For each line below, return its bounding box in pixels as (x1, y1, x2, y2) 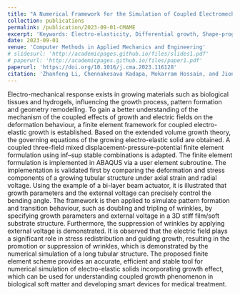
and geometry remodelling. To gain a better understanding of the (7, 105, 199, 114)
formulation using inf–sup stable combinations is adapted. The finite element (7, 151, 233, 159)
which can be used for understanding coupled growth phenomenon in (7, 272, 214, 281)
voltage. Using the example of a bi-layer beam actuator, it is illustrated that (7, 181, 227, 189)
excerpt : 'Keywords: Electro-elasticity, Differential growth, (7, 30, 200, 38)
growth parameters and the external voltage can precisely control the (7, 189, 212, 197)
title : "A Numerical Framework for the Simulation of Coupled (7, 10, 196, 18)
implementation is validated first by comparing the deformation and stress (7, 166, 225, 174)
